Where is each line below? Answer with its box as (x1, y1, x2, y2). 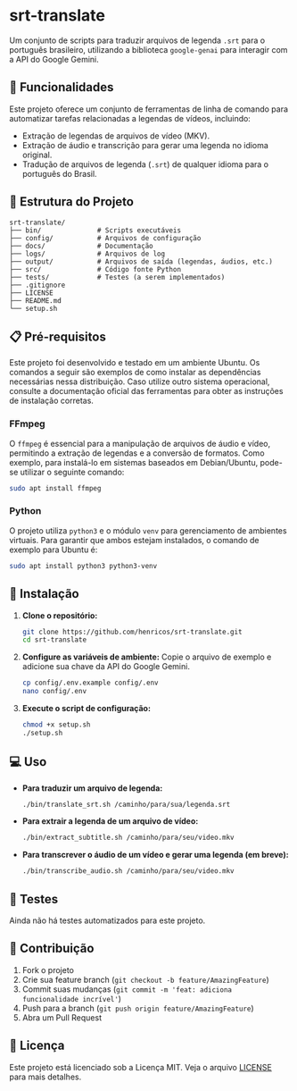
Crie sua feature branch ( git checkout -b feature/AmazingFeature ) (21, 974, 269, 985)
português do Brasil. (21, 168, 97, 179)
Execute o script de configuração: (21, 703, 152, 714)
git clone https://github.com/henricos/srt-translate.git (21, 627, 243, 636)
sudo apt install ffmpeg (9, 483, 102, 492)
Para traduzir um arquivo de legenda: (21, 783, 163, 793)
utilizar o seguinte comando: (20, 466, 125, 477)
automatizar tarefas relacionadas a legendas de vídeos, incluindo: (9, 113, 252, 123)
